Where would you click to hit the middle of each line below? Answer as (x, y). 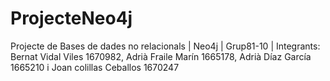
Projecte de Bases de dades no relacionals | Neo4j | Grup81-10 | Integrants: (165, 46)
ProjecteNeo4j (71, 18)
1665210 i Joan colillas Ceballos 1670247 (95, 67)
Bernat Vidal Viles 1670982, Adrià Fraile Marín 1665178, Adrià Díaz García (161, 56)
